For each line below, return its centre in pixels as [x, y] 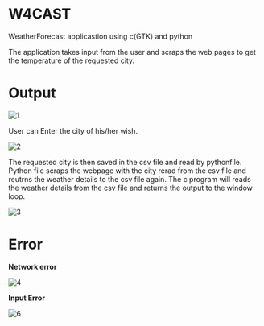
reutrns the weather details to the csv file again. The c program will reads [130, 179]
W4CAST [40, 14]
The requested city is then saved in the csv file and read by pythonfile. [125, 162]
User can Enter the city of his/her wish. [73, 130]
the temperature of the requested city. [72, 60]
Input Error [27, 298]
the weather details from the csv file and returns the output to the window [131, 188]
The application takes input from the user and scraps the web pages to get [132, 52]
